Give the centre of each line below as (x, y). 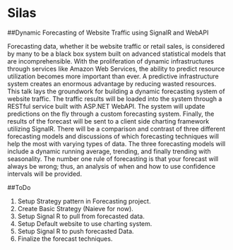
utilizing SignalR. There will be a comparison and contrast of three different (116, 129)
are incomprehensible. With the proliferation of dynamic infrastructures (110, 61)
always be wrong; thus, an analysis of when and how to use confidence (112, 166)
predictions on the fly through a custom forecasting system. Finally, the (111, 114)
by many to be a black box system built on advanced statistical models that (116, 54)
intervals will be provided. (45, 174)
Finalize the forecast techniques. (65, 239)
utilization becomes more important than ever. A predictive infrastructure (113, 76)
